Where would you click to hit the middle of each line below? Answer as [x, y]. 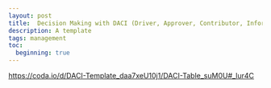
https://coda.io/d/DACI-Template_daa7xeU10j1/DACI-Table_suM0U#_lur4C [131, 76]
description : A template [50, 30]
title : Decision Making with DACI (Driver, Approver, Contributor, [126, 23]
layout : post [30, 16]
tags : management [38, 38]
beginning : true [43, 53]
